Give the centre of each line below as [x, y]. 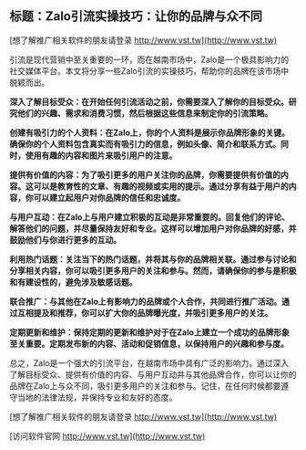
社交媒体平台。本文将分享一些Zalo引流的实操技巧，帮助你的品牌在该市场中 [149, 70]
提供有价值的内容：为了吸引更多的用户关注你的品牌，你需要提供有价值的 [145, 174]
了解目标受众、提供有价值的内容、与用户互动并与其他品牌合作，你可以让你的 [153, 374]
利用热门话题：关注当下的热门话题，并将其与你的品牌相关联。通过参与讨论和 [153, 259]
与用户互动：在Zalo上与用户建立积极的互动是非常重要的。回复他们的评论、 [149, 216]
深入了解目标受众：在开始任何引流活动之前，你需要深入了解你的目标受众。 [149, 101]
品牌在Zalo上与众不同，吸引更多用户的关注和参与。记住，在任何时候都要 [145, 385]
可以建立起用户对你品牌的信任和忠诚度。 [109, 197]
